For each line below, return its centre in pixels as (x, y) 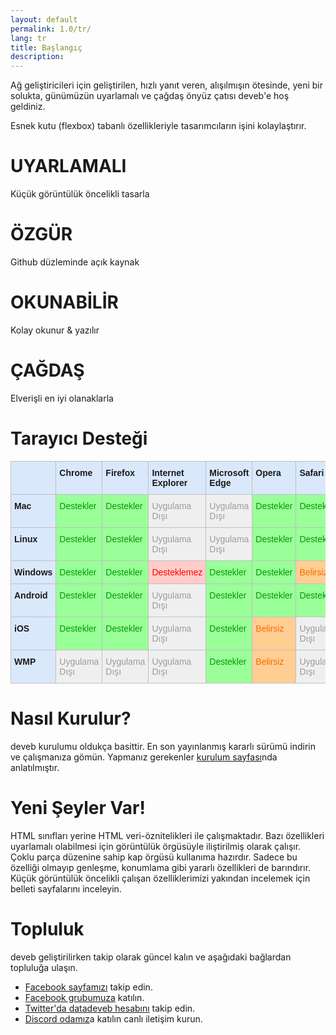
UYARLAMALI (68, 166)
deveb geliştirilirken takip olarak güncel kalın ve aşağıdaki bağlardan (151, 957)
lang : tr (28, 38)
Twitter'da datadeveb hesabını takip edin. (110, 1008)
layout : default (44, 19)
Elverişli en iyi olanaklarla (62, 398)
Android (31, 595)
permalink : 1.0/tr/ (51, 29)
